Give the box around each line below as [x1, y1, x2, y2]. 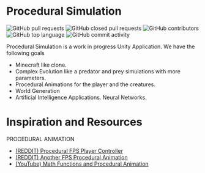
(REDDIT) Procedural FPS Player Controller [15, 147, 124, 154]
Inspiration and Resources [6, 115, 143, 129]
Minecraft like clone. [15, 61, 67, 68]
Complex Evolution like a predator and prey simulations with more [15, 67, 181, 75]
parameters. [15, 74, 47, 81]
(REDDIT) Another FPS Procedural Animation [15, 153, 128, 161]
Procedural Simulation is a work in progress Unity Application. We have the [6, 43, 195, 50]
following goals [6, 49, 45, 56]
